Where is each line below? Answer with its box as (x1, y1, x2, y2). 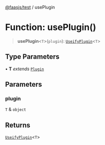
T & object (5, 107, 26, 113)
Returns (5, 121, 31, 129)
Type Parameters (5, 52, 60, 61)
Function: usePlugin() (5, 22, 97, 33)
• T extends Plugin (5, 66, 44, 72)
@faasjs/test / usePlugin (5, 4, 55, 10)
